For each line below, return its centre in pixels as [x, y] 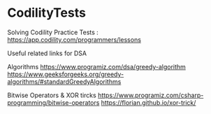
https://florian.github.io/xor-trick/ [148, 102]
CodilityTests [46, 13]
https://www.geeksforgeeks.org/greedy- [66, 74]
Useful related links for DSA [47, 53]
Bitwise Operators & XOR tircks [52, 95]
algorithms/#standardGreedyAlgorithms [64, 81]
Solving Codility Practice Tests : [53, 32]
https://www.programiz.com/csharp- [151, 95]
